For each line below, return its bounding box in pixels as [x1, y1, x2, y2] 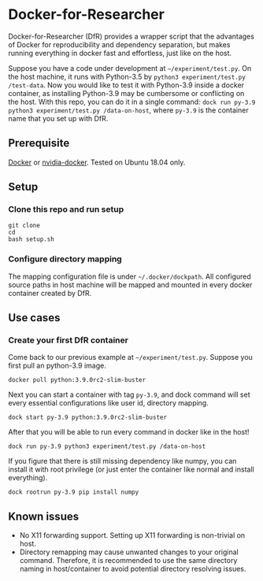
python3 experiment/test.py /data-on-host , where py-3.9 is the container [8, 105, 250, 115]
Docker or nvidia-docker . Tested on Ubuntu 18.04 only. [8, 157, 186, 167]
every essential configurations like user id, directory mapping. [8, 398, 209, 408]
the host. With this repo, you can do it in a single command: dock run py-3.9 [8, 97, 256, 106]
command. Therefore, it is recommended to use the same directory [19, 556, 238, 565]
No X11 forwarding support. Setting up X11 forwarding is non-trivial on [19, 531, 246, 540]
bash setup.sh [8, 235, 55, 243]
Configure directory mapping [8, 253, 122, 265]
